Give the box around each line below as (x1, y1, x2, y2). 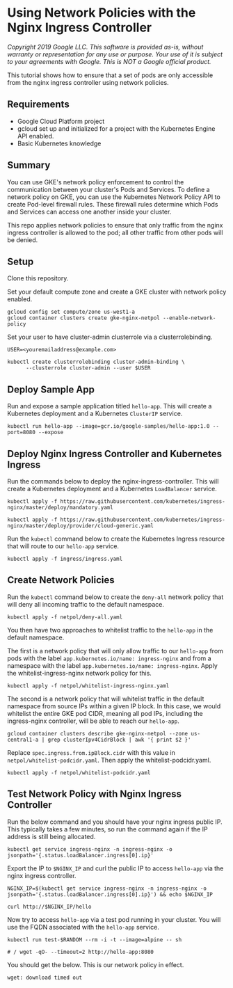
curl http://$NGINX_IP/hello (7, 903, 92, 910)
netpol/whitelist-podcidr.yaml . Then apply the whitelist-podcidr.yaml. (7, 756, 211, 764)
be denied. (7, 235, 38, 244)
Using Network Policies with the (7, 5, 196, 21)
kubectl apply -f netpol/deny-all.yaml (7, 614, 123, 621)
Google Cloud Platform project (17, 117, 105, 125)
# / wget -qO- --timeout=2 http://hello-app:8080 (7, 948, 154, 955)
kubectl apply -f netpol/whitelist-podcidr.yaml (7, 769, 151, 776)
